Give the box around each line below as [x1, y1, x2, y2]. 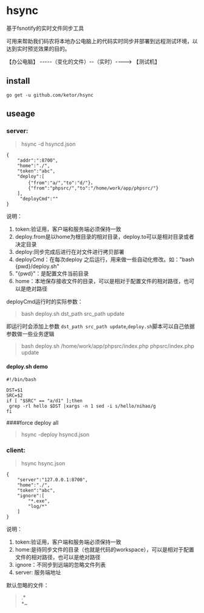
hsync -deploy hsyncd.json [21, 431, 90, 438]
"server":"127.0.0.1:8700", [17, 476, 88, 483]
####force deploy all [6, 419, 59, 426]
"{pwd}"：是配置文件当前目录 [15, 270, 89, 277]
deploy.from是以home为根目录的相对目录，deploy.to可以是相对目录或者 [15, 233, 194, 241]
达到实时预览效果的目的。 [6, 45, 70, 52]
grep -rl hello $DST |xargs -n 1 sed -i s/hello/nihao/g [8, 403, 156, 409]
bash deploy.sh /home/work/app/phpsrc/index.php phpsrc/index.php [21, 343, 194, 350]
